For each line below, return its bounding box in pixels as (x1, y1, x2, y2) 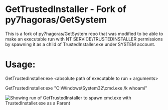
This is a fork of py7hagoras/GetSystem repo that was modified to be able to (5, 30, 163, 36)
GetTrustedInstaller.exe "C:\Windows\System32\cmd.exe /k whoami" (5, 85, 147, 91)
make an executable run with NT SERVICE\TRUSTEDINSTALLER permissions (5, 36, 163, 42)
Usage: (5, 59, 36, 70)
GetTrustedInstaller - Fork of (5, 3, 126, 15)
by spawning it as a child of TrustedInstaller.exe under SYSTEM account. (5, 41, 155, 47)
